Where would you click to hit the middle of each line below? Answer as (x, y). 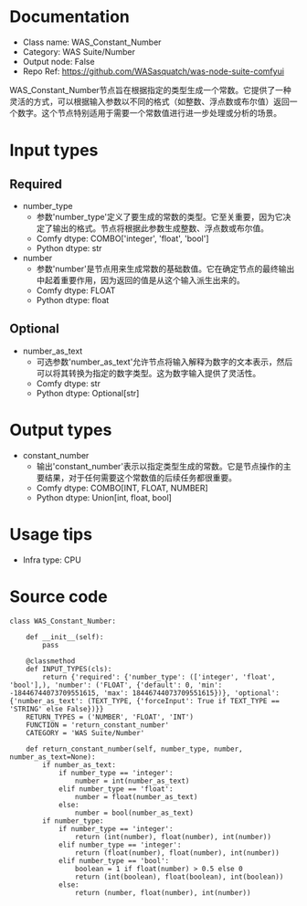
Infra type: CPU (52, 560)
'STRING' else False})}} (57, 709)
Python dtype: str (69, 248)
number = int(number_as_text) (132, 781)
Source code (58, 596)
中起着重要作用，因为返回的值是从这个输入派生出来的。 (140, 279)
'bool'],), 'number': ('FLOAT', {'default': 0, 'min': (116, 685)
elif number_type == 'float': (116, 789)
